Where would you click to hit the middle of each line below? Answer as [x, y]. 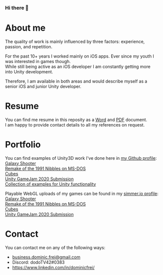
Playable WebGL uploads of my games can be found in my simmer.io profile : [82, 193]
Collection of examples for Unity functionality [51, 184]
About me [25, 28]
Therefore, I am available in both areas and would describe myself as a [76, 81]
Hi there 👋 [17, 8]
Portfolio [23, 144]
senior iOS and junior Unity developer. [43, 86]
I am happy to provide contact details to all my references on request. [75, 125]
